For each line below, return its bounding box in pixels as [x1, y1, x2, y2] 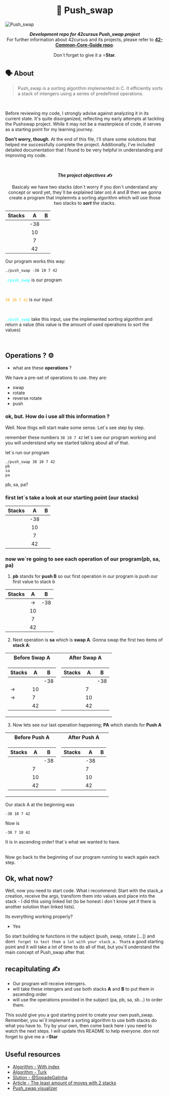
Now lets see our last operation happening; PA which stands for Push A [12, 722, 162, 728]
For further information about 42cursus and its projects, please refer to [7, 36, 154, 43]
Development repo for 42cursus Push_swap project [29, 31, 140, 37]
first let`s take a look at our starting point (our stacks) [5, 494, 139, 501]
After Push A [68, 734, 100, 741]
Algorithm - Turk [12, 1069, 47, 1075]
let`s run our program [5, 449, 49, 455]
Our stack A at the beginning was [5, 802, 75, 808]
